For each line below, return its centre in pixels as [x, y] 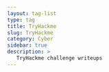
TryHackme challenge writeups [59, 58]
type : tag [21, 20]
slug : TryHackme [30, 33]
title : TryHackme [32, 26]
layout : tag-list [32, 13]
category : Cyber [30, 39]
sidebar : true [27, 45]
